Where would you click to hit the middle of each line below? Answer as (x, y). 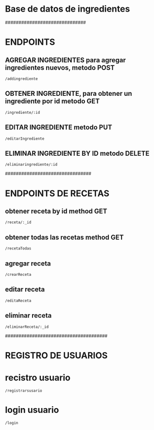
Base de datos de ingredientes (68, 9)
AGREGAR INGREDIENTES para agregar (66, 60)
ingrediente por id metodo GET (52, 101)
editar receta (25, 290)
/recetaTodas (18, 249)
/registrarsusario (24, 391)
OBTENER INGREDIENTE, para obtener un (68, 94)
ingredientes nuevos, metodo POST (60, 67)
